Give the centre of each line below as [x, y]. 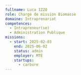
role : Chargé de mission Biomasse [41, 14]
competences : [19, 23]
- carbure [28, 65]
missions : [15, 37]
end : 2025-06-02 [31, 46]
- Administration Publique [37, 33]
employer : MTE [28, 56]
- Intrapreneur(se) [30, 28]
